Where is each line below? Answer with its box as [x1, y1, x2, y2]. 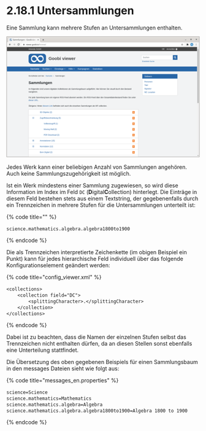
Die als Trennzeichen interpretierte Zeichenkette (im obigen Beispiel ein [6, 248, 187, 255]
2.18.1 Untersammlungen [6, 4, 134, 18]
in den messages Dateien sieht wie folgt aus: [6, 365, 120, 372]
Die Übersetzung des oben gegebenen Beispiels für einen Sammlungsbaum [6, 358, 198, 365]
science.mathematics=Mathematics [6, 395, 92, 402]
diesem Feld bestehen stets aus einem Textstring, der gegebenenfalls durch [6, 195, 199, 202]
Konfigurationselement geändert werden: [6, 262, 110, 269]
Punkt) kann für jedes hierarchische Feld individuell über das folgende [6, 255, 184, 262]
